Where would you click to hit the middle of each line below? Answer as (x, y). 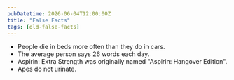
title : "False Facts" (39, 20)
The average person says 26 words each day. (83, 54)
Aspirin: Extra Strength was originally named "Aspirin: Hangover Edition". (122, 62)
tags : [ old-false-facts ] (43, 27)
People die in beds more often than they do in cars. (91, 47)
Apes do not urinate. (47, 69)
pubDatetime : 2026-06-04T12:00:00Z (59, 14)
